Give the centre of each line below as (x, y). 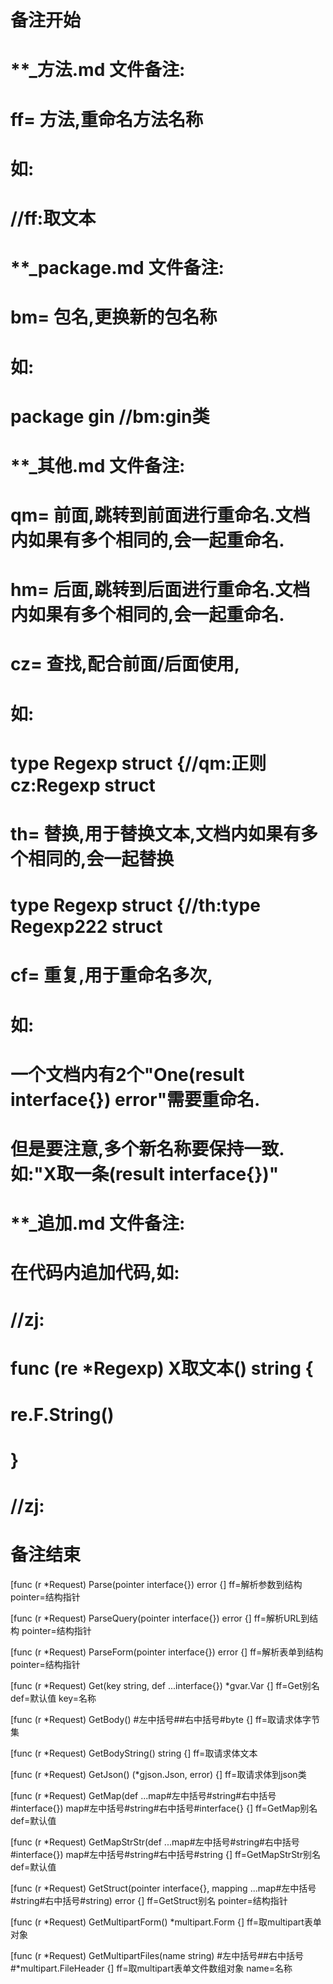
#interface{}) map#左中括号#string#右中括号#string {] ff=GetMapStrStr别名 (165, 1855)
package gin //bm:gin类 (110, 416)
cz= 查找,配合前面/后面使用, (125, 664)
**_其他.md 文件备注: (98, 465)
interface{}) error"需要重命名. (135, 1099)
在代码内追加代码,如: (95, 1273)
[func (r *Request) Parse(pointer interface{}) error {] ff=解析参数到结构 (156, 1585)
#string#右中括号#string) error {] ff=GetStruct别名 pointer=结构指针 (149, 1901)
